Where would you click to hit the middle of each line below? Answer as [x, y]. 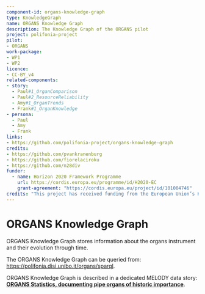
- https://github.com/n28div [43, 166]
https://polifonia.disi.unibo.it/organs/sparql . [61, 266]
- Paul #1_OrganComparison [45, 92]
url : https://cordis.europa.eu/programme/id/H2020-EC [87, 183]
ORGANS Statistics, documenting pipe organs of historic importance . [96, 284]
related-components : [33, 80]
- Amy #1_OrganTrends [38, 103]
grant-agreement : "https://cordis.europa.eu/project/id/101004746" [105, 188]
